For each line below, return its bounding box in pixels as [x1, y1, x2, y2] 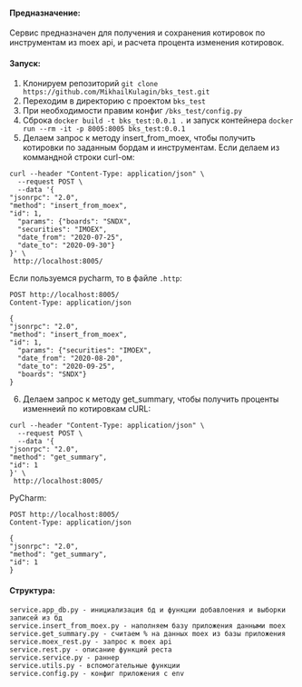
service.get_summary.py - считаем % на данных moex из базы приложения [9, 629, 286, 638]
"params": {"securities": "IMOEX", [17, 346, 152, 355]
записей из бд [9, 613, 63, 622]
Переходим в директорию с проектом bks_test [22, 95, 206, 106]
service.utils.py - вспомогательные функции [9, 661, 180, 670]
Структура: [9, 585, 56, 595]
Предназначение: [9, 7, 81, 18]
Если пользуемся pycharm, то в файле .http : [9, 273, 183, 284]
